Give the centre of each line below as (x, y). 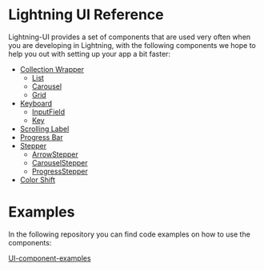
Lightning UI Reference (86, 15)
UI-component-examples (50, 258)
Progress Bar (41, 137)
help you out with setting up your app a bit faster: (89, 54)
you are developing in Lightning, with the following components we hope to (132, 45)
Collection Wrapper (52, 69)
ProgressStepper (60, 171)
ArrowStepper (55, 154)
